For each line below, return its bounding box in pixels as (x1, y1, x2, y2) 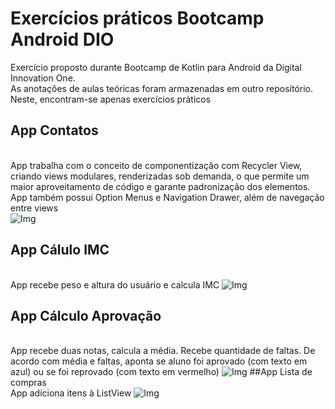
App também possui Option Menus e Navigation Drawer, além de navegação (10, 191, 325, 203)
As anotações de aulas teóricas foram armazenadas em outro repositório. (10, 82, 313, 94)
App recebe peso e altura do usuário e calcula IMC (10, 278, 220, 291)
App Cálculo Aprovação (10, 307, 162, 324)
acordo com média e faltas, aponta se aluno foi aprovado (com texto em (10, 355, 308, 367)
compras (10, 377, 47, 389)
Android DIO (10, 28, 115, 51)
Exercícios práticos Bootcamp (10, 7, 265, 30)
